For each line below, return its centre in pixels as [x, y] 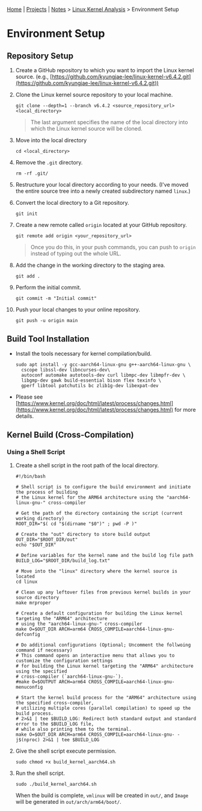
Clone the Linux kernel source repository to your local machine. [94, 95]
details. [25, 416]
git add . [28, 276]
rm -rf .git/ [32, 173]
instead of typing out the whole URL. [76, 253]
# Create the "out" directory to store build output [83, 534]
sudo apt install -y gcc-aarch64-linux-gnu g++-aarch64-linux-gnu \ [103, 364]
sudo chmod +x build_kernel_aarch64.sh [66, 762]
